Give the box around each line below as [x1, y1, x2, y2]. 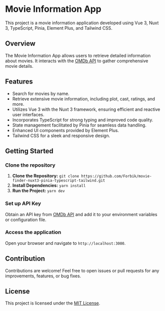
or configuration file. [5, 217, 47, 222]
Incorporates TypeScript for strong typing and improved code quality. [12, 117, 154, 123]
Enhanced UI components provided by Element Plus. [12, 127, 119, 133]
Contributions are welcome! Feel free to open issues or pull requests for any [5, 267, 160, 273]
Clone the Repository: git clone [12, 173, 79, 179]
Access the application [5, 229, 62, 236]
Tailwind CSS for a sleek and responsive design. [12, 133, 110, 138]
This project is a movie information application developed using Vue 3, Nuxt [5, 20, 159, 26]
